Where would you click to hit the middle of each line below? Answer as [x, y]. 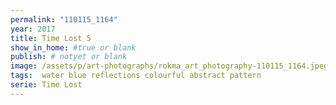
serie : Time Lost [46, 85]
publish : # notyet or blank [69, 57]
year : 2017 [33, 29]
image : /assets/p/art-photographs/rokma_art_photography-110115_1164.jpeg [169, 66]
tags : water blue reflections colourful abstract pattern [136, 76]
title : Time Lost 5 [51, 38]
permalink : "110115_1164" [64, 19]
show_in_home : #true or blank [73, 47]
